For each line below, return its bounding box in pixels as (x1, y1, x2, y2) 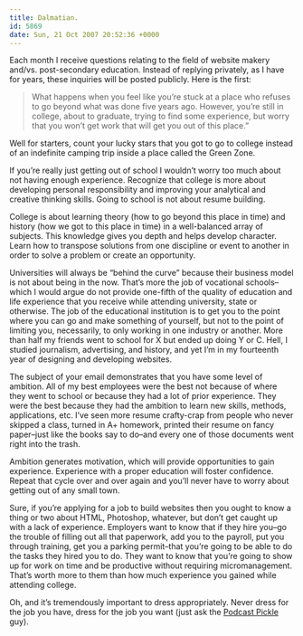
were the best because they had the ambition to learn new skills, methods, (9, 400, 287, 412)
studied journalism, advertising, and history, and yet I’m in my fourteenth (9, 345, 279, 356)
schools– (245, 277, 279, 288)
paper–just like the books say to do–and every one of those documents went (9, 429, 294, 440)
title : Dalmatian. (9, 13, 79, 23)
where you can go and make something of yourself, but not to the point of (9, 316, 285, 327)
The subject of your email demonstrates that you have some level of (9, 372, 263, 383)
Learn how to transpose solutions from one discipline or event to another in (9, 241, 289, 252)
